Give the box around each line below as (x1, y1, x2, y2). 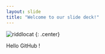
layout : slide (6, 8, 42, 15)
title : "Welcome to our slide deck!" (6, 14, 100, 20)
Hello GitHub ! (6, 42, 40, 49)
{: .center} (35, 30, 61, 37)
